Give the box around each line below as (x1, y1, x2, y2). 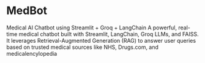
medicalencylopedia (6, 50, 58, 57)
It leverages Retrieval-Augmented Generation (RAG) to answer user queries (6, 37, 196, 44)
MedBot (6, 4, 48, 18)
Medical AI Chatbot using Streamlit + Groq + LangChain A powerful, (6, 24, 177, 31)
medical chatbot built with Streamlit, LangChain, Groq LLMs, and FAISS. (18, 30, 199, 37)
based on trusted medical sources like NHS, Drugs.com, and (6, 43, 159, 51)
